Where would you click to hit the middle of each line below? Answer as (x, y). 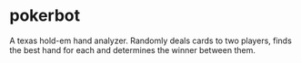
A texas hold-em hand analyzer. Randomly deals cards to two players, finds (151, 40)
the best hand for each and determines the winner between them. (133, 49)
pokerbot (45, 16)
